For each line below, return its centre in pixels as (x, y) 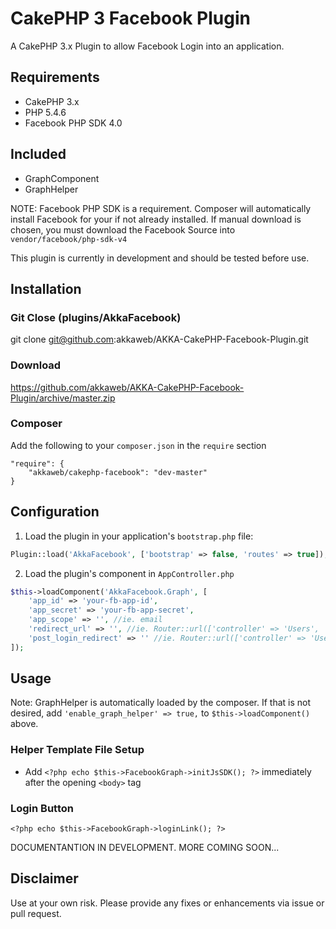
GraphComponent (62, 178)
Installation (46, 288)
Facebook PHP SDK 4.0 (73, 123)
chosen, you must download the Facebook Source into (123, 229)
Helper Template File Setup (77, 750)
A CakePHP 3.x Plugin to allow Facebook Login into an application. (147, 46)
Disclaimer (44, 878)
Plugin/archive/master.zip (63, 398)
